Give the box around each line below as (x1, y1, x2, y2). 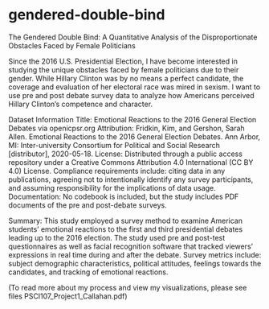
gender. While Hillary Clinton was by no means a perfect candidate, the (8, 73, 244, 83)
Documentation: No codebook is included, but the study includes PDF (8, 192, 239, 201)
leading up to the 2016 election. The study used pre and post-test (8, 233, 226, 242)
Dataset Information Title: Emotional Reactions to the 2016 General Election (8, 114, 257, 124)
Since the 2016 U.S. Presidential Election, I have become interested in (8, 56, 238, 66)
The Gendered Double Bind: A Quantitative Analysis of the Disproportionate (8, 32, 258, 42)
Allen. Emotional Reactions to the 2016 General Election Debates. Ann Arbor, (8, 131, 261, 142)
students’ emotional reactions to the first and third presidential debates (8, 224, 243, 234)
